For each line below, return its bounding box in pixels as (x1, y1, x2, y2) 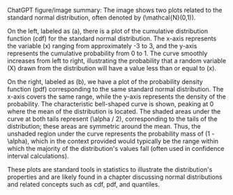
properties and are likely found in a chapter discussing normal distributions (7, 173, 223, 181)
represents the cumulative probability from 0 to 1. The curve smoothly (7, 49, 208, 57)
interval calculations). (7, 152, 69, 160)
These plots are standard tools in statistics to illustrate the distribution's (7, 166, 213, 173)
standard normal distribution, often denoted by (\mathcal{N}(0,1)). (7, 13, 196, 22)
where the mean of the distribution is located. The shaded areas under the (7, 108, 221, 115)
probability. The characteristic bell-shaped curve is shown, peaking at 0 (7, 100, 214, 108)
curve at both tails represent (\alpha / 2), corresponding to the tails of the (7, 115, 218, 123)
